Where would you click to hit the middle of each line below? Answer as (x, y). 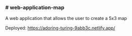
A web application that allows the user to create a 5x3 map (66, 18)
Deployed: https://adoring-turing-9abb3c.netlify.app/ (60, 28)
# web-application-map (35, 7)
